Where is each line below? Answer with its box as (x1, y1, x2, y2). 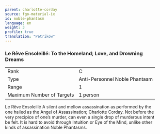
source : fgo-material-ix (5, 12, 55, 16)
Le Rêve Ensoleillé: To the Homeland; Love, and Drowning (5, 50, 143, 57)
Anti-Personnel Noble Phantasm (79, 76, 153, 83)
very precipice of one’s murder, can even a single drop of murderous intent (5, 114, 155, 120)
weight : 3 (5, 25, 25, 30)
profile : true (5, 30, 34, 34)
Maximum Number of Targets (7, 91, 74, 98)
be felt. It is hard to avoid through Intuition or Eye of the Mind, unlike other (5, 119, 153, 125)
